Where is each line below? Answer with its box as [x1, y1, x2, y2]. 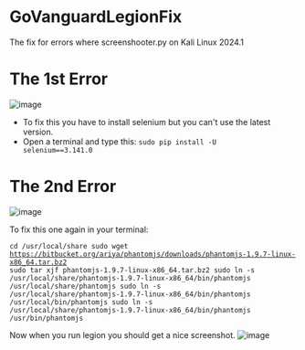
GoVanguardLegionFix [9, 6, 183, 27]
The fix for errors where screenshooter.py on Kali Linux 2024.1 [9, 37, 245, 48]
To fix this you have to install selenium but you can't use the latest [22, 116, 271, 127]
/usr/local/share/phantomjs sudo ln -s [9, 281, 162, 291]
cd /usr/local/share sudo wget [9, 241, 129, 250]
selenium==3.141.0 [22, 145, 93, 154]
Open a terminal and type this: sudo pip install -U [22, 135, 217, 147]
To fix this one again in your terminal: [9, 224, 149, 235]
